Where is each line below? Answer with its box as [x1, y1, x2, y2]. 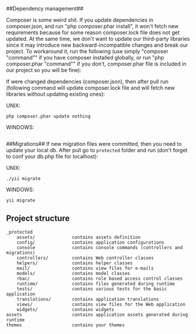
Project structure [6, 214, 70, 224]
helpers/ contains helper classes [16, 260, 133, 266]
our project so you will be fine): [6, 67, 82, 73]
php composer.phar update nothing [6, 113, 91, 119]
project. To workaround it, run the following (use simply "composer [6, 48, 169, 55]
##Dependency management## [6, 5, 84, 12]
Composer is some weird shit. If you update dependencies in [6, 17, 154, 23]
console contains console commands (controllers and [16, 244, 183, 250]
